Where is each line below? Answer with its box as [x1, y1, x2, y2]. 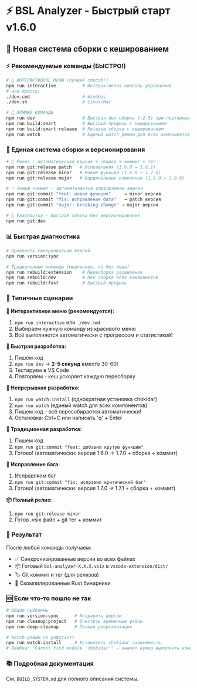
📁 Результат [6, 531, 42, 539]
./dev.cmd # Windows [6, 94, 107, 100]
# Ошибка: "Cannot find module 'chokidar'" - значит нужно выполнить [6, 645, 180, 651]
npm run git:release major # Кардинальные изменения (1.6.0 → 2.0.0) [6, 175, 185, 181]
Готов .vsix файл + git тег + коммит [14, 516, 103, 523]
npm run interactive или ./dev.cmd [14, 318, 101, 326]
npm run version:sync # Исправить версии [6, 613, 122, 619]
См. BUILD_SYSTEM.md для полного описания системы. [6, 675, 139, 682]
